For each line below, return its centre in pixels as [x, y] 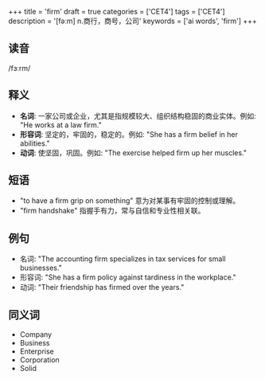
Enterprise [37, 352]
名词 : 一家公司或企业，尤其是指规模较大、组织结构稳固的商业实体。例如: [138, 115]
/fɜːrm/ [19, 68]
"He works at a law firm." [60, 125]
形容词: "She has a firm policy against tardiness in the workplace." [128, 277]
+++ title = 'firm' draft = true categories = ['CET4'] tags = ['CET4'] [117, 12]
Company [36, 334]
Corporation [39, 360]
